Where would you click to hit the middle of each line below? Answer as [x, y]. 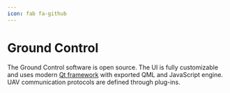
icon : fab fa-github [37, 14]
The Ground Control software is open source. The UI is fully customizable [113, 67]
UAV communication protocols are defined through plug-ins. [94, 82]
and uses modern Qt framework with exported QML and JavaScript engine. [115, 74]
